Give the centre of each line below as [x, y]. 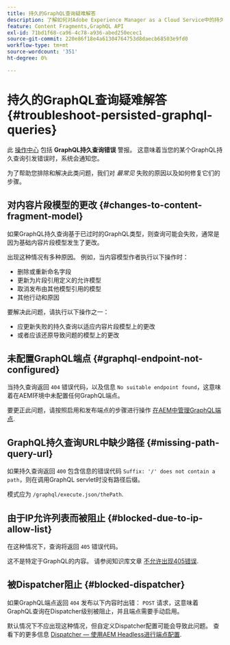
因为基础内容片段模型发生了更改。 [55, 242]
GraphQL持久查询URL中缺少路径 [76, 442]
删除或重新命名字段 [44, 271]
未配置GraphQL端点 [49, 359]
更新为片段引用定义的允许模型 [59, 280]
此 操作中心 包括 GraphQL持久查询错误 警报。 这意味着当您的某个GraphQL [112, 150]
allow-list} [30, 529]
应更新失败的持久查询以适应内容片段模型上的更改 [86, 326]
